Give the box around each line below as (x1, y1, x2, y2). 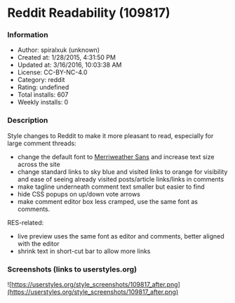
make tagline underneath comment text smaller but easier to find (17, 182, 205, 191)
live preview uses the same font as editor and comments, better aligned (17, 231, 224, 240)
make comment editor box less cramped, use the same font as (17, 197, 199, 206)
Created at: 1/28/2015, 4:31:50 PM (17, 53, 116, 62)
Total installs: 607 (17, 90, 69, 99)
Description (7, 116, 48, 126)
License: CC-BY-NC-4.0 (17, 68, 88, 76)
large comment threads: (7, 139, 76, 147)
